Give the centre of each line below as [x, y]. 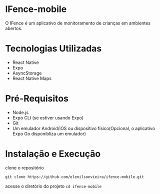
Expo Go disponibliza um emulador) [49, 133]
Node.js [20, 112]
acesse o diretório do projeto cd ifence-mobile [53, 186]
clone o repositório [24, 167]
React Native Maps [32, 78]
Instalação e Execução [53, 154]
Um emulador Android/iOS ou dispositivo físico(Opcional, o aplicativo [84, 128]
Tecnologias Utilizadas [53, 49]
